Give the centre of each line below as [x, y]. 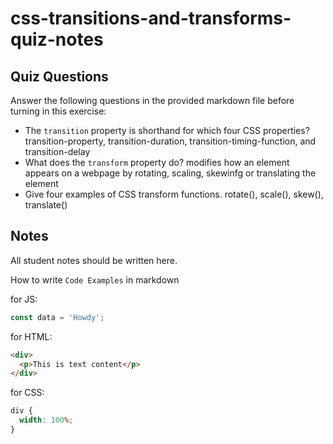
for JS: [24, 299]
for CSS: [27, 393]
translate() [46, 205]
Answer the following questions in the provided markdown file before [152, 100]
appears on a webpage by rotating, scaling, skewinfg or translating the [170, 173]
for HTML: [31, 336]
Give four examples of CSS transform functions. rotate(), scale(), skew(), [174, 194]
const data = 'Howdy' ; [57, 317]
